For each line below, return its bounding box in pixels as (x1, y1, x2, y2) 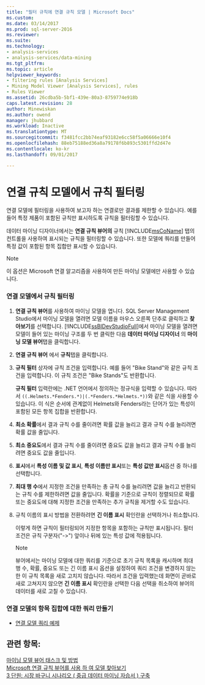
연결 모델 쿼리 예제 (15, 619, 60, 627)
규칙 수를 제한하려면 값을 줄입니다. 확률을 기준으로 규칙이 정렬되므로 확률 (21, 490, 195, 497)
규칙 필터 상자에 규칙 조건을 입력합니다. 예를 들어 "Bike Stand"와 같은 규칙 (15, 364, 192, 371)
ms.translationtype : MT (6, 129, 67, 135)
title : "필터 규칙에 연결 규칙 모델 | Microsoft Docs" (6, 9, 135, 15)
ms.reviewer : (6, 32, 40, 38)
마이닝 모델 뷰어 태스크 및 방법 (6, 656, 78, 664)
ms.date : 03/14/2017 (6, 20, 59, 26)
